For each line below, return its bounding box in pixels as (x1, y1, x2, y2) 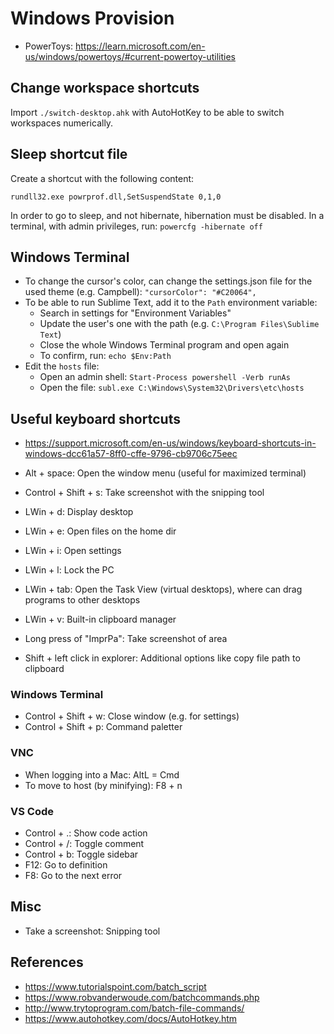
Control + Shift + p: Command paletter (24, 721, 183, 733)
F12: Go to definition (24, 859, 108, 871)
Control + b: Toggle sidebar (24, 848, 139, 861)
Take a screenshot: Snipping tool (24, 925, 161, 937)
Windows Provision (10, 7, 175, 30)
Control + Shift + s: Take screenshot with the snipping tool (24, 487, 265, 499)
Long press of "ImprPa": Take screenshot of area (24, 633, 228, 645)
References (10, 954, 84, 971)
